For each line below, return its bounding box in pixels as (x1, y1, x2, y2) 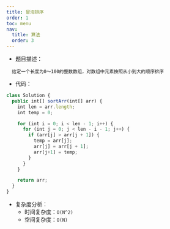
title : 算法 (12, 32, 41, 38)
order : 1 (6, 15, 29, 21)
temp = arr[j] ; (33, 138, 72, 144)
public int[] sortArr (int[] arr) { (12, 98, 103, 104)
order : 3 (12, 37, 34, 44)
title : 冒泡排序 (6, 9, 44, 15)
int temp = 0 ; (17, 109, 53, 115)
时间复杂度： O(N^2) (24, 208, 73, 215)
